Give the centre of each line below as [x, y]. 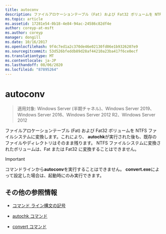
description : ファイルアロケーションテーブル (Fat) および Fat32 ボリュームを [79, 14]
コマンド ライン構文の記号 [39, 205]
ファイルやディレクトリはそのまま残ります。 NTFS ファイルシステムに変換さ [83, 143]
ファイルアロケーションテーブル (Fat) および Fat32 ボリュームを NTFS [76, 130]
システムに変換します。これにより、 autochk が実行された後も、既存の [85, 136]
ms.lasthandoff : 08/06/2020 [34, 65]
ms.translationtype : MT [30, 56]
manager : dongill [23, 38]
